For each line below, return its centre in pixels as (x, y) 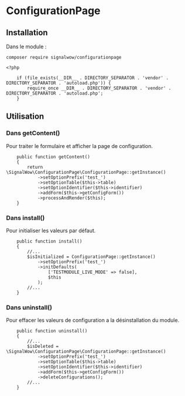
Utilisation (25, 117)
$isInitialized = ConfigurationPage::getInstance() (92, 257)
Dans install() (25, 217)
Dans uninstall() (29, 307)
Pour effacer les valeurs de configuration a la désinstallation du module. (93, 320)
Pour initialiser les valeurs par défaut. (51, 230)
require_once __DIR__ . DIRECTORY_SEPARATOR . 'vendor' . (99, 88)
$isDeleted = (43, 347)
